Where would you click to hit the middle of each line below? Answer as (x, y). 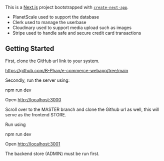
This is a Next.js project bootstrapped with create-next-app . (67, 7)
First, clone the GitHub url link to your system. (52, 61)
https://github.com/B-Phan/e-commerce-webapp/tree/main (67, 70)
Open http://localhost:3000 (33, 99)
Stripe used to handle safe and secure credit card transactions (77, 33)
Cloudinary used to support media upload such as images (72, 28)
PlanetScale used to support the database (55, 17)
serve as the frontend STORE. (36, 114)
